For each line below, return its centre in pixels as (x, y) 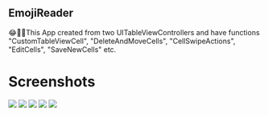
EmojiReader (41, 13)
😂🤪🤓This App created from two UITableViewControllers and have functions (134, 32)
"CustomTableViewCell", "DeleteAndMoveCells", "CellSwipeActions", (122, 41)
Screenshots (52, 82)
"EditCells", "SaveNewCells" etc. (62, 49)
